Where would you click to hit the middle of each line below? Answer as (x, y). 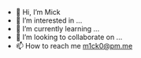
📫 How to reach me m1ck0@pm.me (74, 46)
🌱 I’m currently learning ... (58, 29)
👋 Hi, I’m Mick (38, 12)
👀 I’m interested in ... (49, 20)
